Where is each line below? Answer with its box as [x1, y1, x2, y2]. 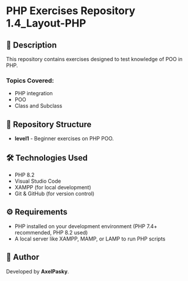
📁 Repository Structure [6, 119, 92, 129]
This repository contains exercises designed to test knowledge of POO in [6, 56, 183, 62]
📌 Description [6, 40, 57, 50]
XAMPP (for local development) [14, 183, 92, 190]
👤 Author [6, 252, 39, 262]
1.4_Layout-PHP [6, 16, 86, 30]
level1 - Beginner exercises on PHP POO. [14, 135, 114, 142]
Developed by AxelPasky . [6, 267, 69, 275]
